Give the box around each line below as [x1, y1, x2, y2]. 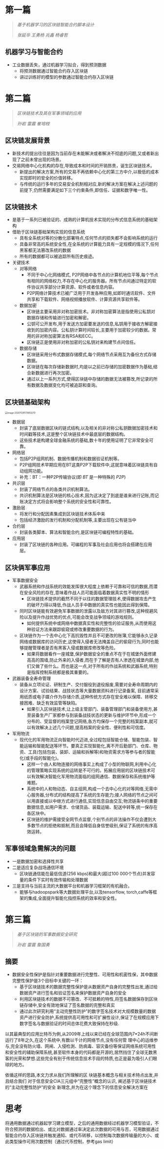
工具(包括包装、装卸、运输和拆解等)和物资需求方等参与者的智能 [28, 749, 155, 755]
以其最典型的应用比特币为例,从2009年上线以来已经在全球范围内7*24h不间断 [5, 1031, 159, 1037]
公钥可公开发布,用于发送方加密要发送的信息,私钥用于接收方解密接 [26, 321, 158, 327]
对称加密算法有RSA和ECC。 [40, 333, 96, 339]
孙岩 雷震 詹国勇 [17, 942, 50, 947]
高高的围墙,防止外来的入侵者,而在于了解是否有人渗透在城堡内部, [26, 657, 155, 663]
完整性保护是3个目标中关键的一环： [12, 977, 84, 983]
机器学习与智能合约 [5, 48, 63, 56]
